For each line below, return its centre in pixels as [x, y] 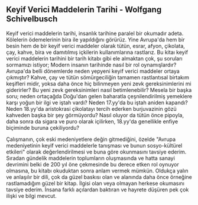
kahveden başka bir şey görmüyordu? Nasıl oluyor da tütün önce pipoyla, [95, 115]
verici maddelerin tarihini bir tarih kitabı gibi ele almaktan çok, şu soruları [94, 58]
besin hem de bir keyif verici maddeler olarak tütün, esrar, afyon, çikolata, [95, 46]
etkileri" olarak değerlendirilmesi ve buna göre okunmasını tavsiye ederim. [96, 152]
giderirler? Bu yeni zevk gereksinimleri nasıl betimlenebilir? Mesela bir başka [99, 90]
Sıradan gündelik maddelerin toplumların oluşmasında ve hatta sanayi [91, 158]
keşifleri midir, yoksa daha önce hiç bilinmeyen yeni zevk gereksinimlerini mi [99, 84]
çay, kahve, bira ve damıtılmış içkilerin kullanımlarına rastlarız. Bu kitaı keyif [97, 52]
